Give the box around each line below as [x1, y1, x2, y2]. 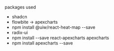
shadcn [11, 14, 28, 19]
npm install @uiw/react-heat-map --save [11, 24, 96, 30]
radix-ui [11, 30, 28, 35]
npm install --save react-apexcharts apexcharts [11, 35, 110, 41]
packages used [4, 4, 36, 10]
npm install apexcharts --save [11, 40, 73, 46]
